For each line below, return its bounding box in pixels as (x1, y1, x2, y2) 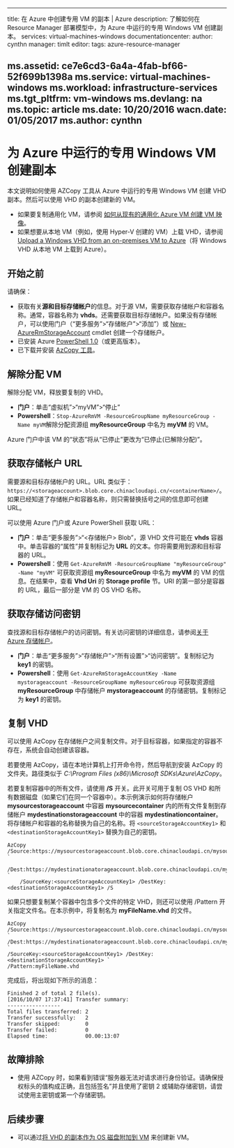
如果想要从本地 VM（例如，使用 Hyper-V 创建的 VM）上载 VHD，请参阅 (17, 228, 224, 236)
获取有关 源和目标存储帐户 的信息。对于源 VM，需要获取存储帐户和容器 (17, 302, 219, 311)
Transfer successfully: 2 (7, 1015, 89, 1022)
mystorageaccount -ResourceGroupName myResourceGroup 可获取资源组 (17, 678, 215, 686)
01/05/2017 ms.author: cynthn (7, 114, 143, 126)
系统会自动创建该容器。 (25, 746, 93, 754)
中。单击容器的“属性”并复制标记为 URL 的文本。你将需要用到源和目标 (17, 542, 216, 550)
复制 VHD (7, 717, 49, 729)
